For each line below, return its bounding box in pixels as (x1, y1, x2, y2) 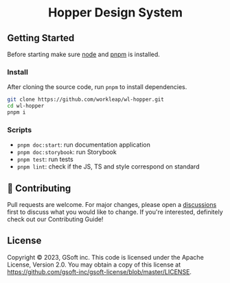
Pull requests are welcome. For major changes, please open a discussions (7, 201, 217, 209)
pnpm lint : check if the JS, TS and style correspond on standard (16, 162, 200, 171)
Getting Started (7, 32, 75, 44)
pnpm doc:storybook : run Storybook (16, 148, 117, 156)
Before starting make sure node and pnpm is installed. (7, 50, 160, 58)
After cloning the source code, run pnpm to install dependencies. (7, 83, 187, 91)
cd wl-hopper (7, 103, 45, 110)
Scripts (7, 125, 32, 134)
